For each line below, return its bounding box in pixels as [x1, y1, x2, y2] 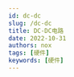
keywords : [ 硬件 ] [8, 57, 64, 65]
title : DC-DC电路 [8, 26, 64, 34]
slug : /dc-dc [8, 19, 52, 27]
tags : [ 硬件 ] [8, 49, 50, 57]
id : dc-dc [8, 11, 42, 20]
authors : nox [8, 42, 52, 50]
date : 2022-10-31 [8, 34, 67, 43]
